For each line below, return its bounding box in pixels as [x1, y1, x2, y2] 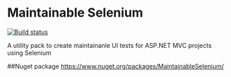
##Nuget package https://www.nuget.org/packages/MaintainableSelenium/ [7, 62, 225, 70]
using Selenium [7, 49, 52, 57]
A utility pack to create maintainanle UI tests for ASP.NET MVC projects [7, 41, 212, 49]
